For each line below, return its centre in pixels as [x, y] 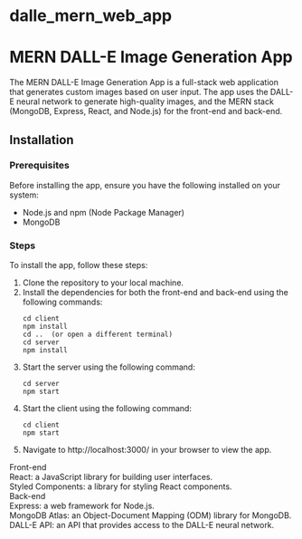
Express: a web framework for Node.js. [82, 506]
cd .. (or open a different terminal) [98, 335]
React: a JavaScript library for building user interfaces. [111, 477]
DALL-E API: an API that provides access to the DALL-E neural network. [142, 525]
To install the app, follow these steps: [79, 265]
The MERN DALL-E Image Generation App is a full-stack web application [144, 82]
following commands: [62, 302]
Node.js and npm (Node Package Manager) [104, 212]
